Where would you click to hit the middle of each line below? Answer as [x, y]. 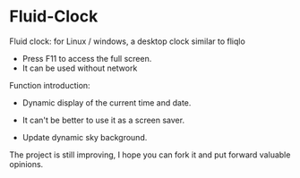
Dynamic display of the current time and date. [107, 102]
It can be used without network [80, 68]
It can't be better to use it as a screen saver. [103, 120]
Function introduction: [50, 85]
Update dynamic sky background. [85, 137]
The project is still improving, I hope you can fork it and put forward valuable [150, 155]
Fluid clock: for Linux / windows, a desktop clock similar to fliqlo [128, 41]
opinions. [26, 164]
